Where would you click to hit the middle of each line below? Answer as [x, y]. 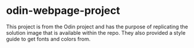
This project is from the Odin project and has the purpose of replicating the [97, 27]
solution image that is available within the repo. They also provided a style [96, 32]
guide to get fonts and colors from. [48, 39]
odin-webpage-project [63, 11]
